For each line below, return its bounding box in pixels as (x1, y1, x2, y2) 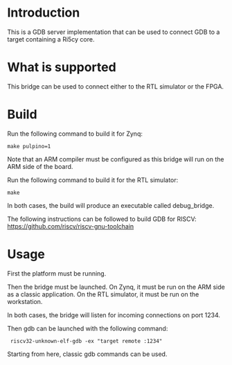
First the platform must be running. (7, 269, 107, 278)
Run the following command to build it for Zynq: (7, 130, 143, 138)
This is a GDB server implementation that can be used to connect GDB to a (7, 28, 220, 36)
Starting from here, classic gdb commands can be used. (7, 350, 168, 358)
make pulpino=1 (7, 143, 51, 150)
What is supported (7, 60, 116, 75)
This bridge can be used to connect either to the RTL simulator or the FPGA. (7, 82, 224, 91)
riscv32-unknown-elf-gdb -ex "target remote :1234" (10, 337, 163, 344)
